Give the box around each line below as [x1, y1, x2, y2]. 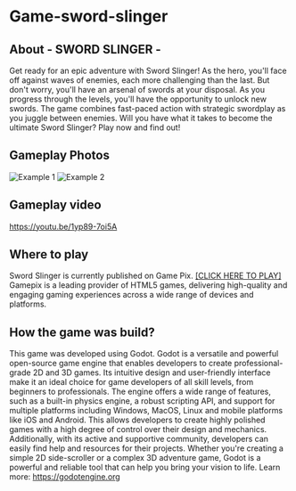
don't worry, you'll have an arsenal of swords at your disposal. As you [9, 85, 266, 94]
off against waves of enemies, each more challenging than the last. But [9, 75, 270, 86]
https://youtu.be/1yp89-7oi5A [9, 221, 118, 232]
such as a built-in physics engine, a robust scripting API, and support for [9, 396, 275, 406]
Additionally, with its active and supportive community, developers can [9, 434, 269, 445]
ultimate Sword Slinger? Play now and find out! [9, 122, 181, 133]
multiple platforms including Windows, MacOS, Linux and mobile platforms [9, 405, 284, 416]
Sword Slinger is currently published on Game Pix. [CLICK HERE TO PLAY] [9, 270, 282, 282]
